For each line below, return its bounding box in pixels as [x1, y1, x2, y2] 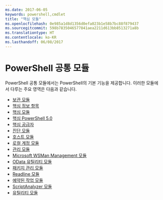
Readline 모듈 [12, 171, 40, 177]
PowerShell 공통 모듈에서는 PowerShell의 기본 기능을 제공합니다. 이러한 [5, 80, 145, 86]
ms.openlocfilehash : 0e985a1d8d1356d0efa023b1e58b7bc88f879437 [5, 21, 139, 26]
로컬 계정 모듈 [12, 140, 39, 146]
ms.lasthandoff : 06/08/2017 [5, 40, 64, 45]
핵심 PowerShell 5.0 [12, 115, 53, 121]
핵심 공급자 [12, 121, 34, 127]
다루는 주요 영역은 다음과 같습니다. [10, 86, 77, 92]
